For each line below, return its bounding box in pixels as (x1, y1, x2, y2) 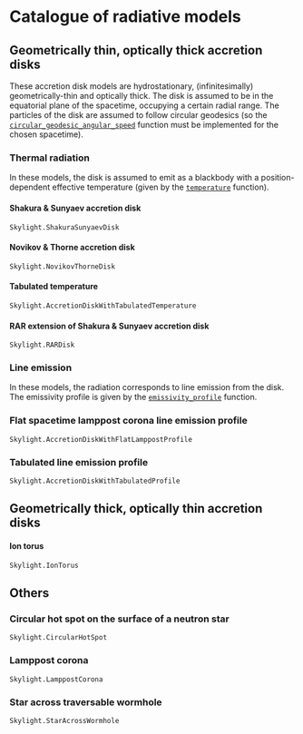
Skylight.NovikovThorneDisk (9, 261, 116, 271)
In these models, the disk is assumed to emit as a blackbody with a (9, 172, 259, 183)
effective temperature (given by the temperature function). (52, 181, 269, 192)
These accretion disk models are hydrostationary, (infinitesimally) (9, 81, 254, 92)
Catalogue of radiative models (9, 6, 242, 27)
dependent (9, 181, 51, 192)
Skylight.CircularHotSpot (9, 633, 107, 642)
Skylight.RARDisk (9, 340, 75, 350)
